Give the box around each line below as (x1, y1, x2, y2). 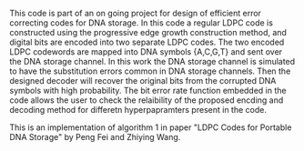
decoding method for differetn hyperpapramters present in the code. (9, 105, 267, 115)
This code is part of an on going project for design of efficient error (9, 8, 262, 18)
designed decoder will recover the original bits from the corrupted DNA (9, 75, 277, 86)
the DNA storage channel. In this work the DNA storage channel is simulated (9, 56, 296, 66)
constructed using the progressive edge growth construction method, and (9, 27, 287, 37)
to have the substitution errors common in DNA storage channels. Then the (9, 65, 291, 76)
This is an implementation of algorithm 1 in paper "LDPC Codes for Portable (9, 122, 292, 133)
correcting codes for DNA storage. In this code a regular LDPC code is (9, 17, 273, 28)
